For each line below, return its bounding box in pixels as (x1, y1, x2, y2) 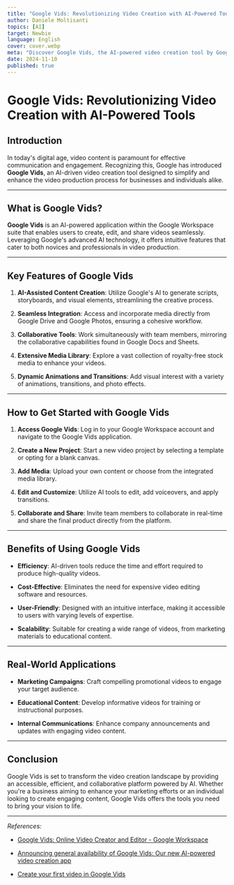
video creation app (17, 856, 72, 865)
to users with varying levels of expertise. (17, 610, 134, 619)
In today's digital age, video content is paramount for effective (7, 153, 186, 161)
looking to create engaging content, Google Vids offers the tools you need (7, 794, 220, 803)
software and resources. (17, 590, 88, 598)
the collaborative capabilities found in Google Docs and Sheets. (17, 338, 200, 346)
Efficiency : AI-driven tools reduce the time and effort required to (17, 562, 203, 570)
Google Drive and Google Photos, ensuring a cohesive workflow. (17, 317, 203, 326)
